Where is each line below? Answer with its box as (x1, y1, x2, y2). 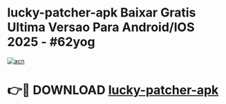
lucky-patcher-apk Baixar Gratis (7, 5, 196, 21)
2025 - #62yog (7, 34, 95, 50)
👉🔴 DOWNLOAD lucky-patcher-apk (7, 83, 219, 98)
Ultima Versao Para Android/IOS (7, 19, 195, 35)
